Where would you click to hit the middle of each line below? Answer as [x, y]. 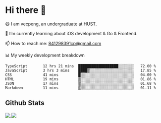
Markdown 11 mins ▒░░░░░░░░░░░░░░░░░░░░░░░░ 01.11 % [80, 88]
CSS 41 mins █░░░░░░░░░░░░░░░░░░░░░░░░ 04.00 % [80, 75]
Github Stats [25, 103]
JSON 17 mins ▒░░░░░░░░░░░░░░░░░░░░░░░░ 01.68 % [80, 83]
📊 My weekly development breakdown [45, 55]
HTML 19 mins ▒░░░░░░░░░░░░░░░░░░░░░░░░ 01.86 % [80, 79]
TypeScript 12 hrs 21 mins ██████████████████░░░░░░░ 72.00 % [80, 66]
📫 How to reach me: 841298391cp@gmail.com [53, 43]
